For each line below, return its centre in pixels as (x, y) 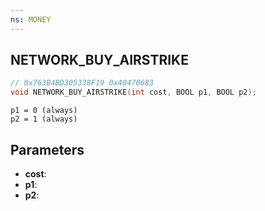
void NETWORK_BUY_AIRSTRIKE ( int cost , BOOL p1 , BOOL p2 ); (133, 92)
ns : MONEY (31, 19)
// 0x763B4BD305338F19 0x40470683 (82, 83)
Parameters (47, 149)
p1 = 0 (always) (44, 111)
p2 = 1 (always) (44, 119)
